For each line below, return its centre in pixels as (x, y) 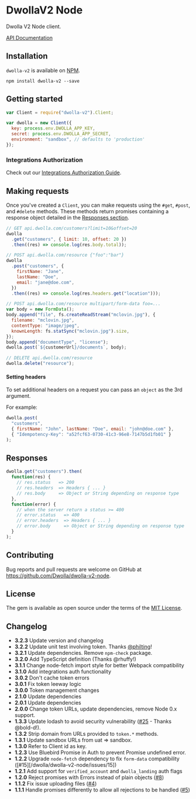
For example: (22, 407)
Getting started (35, 99)
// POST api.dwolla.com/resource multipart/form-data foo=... (83, 304)
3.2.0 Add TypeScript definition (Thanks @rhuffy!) (75, 659)
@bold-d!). (27, 728)
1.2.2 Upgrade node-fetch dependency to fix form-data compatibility (97, 759)
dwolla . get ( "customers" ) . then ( (44, 472)
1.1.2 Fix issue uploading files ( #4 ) (56, 784)
